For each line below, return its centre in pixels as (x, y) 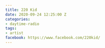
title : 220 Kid (21, 10)
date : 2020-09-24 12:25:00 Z (36, 14)
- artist (14, 33)
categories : (18, 19)
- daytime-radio (22, 24)
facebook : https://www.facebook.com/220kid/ (53, 38)
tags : (11, 28)
